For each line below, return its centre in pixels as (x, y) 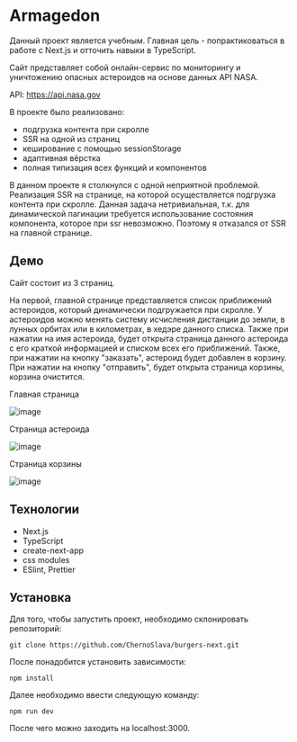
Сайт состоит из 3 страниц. (62, 282)
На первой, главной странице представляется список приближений (141, 300)
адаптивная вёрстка (61, 157)
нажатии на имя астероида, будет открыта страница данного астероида (149, 338)
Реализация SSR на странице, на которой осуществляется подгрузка (143, 194)
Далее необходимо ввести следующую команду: (104, 695)
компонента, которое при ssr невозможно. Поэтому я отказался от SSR (148, 223)
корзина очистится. (47, 376)
